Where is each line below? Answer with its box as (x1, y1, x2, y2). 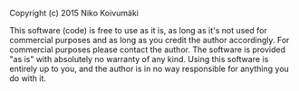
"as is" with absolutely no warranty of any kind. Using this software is (9, 54, 269, 64)
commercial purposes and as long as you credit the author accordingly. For (9, 35, 290, 45)
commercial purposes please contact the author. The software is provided (9, 44, 286, 55)
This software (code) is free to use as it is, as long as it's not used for (9, 25, 267, 35)
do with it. (9, 73, 47, 84)
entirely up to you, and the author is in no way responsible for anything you (9, 63, 290, 74)
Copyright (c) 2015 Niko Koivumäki (9, 8, 139, 18)
